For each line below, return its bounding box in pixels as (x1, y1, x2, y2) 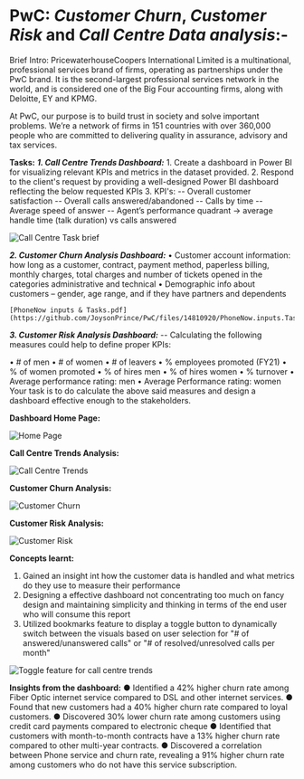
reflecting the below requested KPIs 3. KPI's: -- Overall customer (9, 185, 252, 196)
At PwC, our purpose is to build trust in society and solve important (9, 110, 260, 121)
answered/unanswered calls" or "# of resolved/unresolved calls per (22, 637, 275, 648)
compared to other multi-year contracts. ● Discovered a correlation (9, 739, 262, 751)
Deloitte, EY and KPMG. (9, 92, 98, 104)
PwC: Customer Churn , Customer (9, 5, 267, 26)
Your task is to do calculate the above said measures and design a (9, 385, 256, 396)
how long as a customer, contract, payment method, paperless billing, (9, 259, 270, 270)
